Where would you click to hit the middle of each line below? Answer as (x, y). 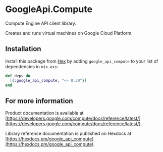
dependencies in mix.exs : (32, 66)
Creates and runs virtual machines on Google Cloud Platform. (69, 33)
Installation (23, 49)
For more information (39, 101)
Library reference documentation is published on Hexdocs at (68, 134)
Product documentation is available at (44, 113)
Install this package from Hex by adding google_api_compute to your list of (82, 61)
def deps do (18, 76)
